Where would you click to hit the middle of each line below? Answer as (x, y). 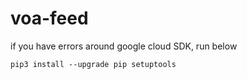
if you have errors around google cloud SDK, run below (124, 46)
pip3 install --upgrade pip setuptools (93, 64)
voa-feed (49, 18)
